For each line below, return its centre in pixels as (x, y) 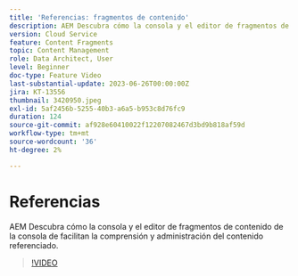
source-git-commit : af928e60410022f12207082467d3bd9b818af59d (127, 126)
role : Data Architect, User (62, 59)
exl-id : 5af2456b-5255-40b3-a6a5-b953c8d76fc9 (97, 109)
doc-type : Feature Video (55, 76)
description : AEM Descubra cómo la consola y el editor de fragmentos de (149, 26)
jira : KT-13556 (37, 92)
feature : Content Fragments (62, 42)
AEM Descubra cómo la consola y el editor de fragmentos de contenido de (146, 226)
